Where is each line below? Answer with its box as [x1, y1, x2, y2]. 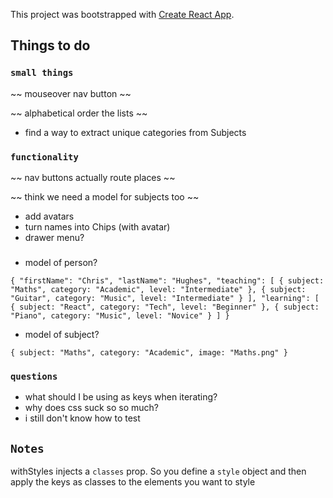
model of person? [24, 256, 98, 268]
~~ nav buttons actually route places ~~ [10, 171, 176, 183]
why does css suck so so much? [24, 402, 160, 414]
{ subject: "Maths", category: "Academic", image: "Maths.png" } [10, 347, 288, 358]
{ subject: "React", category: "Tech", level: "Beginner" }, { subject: [10, 302, 320, 312]
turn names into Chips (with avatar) [24, 220, 171, 233]
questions [10, 370, 58, 382]
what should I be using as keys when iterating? [24, 391, 218, 403]
